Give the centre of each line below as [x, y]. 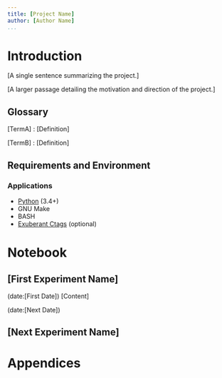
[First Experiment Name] [63, 279]
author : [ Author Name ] [41, 21]
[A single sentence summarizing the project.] [73, 76]
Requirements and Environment [79, 165]
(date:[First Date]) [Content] [48, 296]
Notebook [37, 253]
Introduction [45, 56]
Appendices [44, 363]
